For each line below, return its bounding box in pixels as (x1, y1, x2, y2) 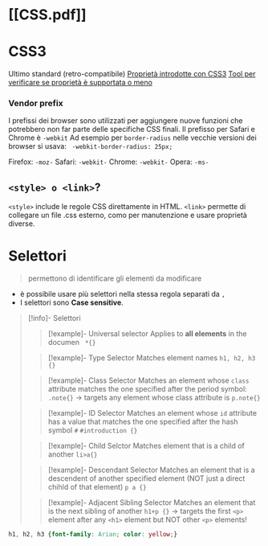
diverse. (8, 219, 35, 228)
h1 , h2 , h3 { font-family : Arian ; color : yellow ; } (8, 531, 178, 539)
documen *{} (47, 338, 96, 347)
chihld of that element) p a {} (47, 482, 147, 492)
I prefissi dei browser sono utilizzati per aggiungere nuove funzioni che (8, 116, 243, 125)
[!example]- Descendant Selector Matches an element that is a (47, 465, 255, 475)
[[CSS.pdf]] (8, 6, 87, 24)
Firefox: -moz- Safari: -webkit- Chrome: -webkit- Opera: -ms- (8, 157, 209, 166)
